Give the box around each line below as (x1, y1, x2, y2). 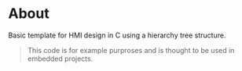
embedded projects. (27, 54, 93, 63)
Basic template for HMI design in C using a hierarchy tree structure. (8, 30, 226, 40)
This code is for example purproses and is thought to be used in (27, 45, 235, 55)
